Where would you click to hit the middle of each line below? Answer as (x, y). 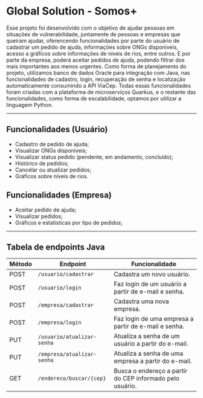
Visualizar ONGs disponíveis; (51, 150)
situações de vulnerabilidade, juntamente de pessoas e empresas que (93, 34)
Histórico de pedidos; (42, 163)
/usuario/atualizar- (67, 337)
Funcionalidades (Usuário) (57, 130)
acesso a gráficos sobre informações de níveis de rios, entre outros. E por (98, 53)
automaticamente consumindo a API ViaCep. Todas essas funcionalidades (99, 85)
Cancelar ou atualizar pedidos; (53, 170)
